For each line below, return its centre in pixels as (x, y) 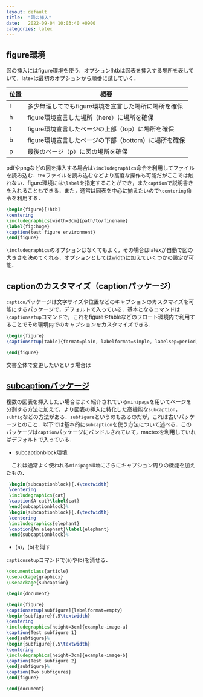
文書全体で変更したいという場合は (49, 365)
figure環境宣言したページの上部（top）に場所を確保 (101, 129)
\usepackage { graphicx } (35, 577)
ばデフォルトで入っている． (41, 439)
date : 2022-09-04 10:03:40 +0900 (51, 23)
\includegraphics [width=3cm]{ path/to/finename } (67, 221)
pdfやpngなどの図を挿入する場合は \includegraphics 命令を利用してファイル (100, 168)
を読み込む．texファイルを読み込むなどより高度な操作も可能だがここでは (97, 176)
